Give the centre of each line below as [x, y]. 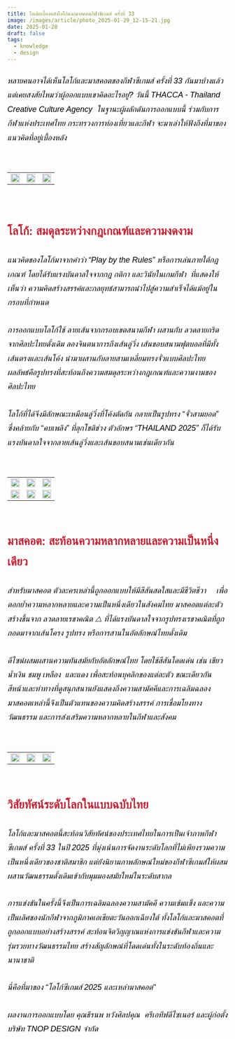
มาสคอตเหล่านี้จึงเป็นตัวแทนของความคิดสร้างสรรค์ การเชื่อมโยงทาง [105, 703]
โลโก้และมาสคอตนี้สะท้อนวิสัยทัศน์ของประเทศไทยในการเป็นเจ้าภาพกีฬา [112, 833]
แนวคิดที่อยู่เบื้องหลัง [37, 137]
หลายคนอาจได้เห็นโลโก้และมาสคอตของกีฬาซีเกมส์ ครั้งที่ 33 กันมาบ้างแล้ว [115, 81]
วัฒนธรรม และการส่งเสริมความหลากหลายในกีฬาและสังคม [92, 717]
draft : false [26, 33]
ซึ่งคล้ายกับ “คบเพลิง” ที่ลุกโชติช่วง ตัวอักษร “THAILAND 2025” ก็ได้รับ [114, 428]
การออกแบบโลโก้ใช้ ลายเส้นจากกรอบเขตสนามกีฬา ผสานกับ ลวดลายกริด [113, 330]
